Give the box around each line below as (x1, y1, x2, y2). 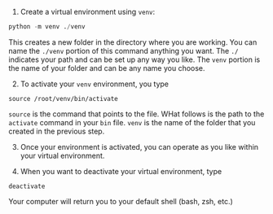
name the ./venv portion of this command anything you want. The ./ (8, 46, 239, 55)
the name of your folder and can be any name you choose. (8, 63, 205, 72)
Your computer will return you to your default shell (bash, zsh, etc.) (8, 196, 234, 206)
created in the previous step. (8, 126, 105, 136)
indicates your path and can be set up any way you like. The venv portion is (8, 55, 261, 64)
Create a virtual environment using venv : (20, 7, 156, 16)
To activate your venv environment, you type (20, 79, 170, 89)
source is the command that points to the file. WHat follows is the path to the (8, 109, 265, 119)
